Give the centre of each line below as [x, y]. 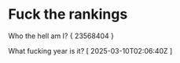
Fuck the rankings [68, 14]
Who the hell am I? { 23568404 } [61, 36]
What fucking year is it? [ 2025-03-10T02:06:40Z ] [90, 51]
